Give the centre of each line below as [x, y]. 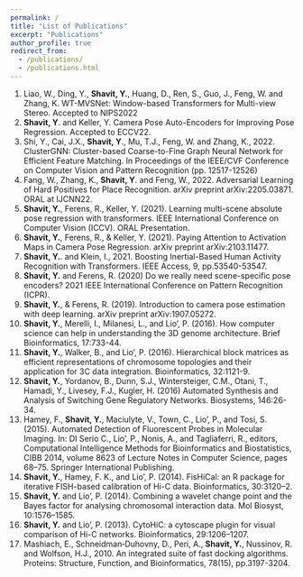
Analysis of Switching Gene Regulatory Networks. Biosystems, [139, 400]
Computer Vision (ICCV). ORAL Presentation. [106, 227]
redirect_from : [39, 51]
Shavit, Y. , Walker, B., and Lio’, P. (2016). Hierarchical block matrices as [156, 352]
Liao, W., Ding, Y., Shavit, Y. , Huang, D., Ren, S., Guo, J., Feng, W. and [153, 93]
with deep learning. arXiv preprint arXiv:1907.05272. [120, 314]
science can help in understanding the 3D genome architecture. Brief [151, 333]
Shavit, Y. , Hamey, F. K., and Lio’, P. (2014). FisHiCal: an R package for [154, 476]
